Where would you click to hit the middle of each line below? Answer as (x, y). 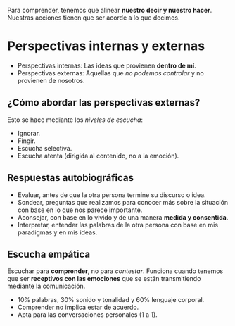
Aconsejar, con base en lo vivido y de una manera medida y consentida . (123, 217)
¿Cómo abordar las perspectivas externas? (104, 102)
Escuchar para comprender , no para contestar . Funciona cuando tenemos (115, 271)
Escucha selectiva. (45, 148)
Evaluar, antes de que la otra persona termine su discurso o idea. (112, 195)
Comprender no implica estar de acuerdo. (78, 307)
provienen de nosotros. (51, 80)
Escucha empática (49, 254)
